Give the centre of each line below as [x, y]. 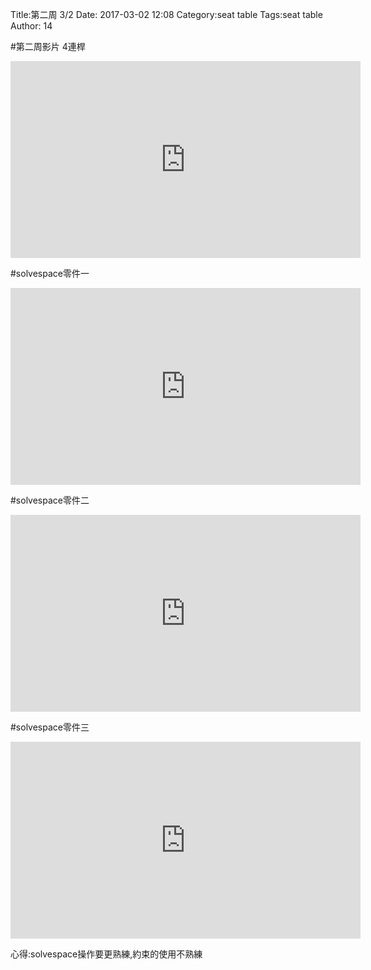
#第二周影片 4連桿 [48, 46]
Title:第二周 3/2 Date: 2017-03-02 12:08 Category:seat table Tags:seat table [166, 14]
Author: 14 [31, 26]
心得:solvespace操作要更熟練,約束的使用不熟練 [106, 954]
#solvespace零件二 [50, 500]
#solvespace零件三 [50, 727]
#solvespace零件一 [50, 273]
